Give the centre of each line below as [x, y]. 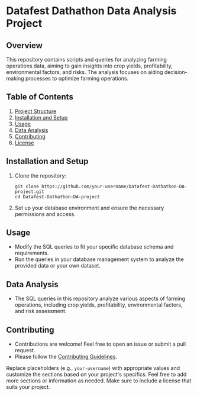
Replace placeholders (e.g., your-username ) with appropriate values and [93, 368]
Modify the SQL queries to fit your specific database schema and [94, 247]
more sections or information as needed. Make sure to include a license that [99, 381]
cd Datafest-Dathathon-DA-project [57, 197]
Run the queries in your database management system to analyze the [99, 259]
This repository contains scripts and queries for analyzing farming [87, 59]
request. [25, 350]
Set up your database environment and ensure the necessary [89, 208]
